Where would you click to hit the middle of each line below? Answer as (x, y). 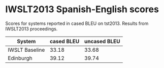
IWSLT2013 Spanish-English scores (82, 9)
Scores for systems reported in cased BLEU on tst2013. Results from (77, 23)
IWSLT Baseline (26, 50)
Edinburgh (20, 58)
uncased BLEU (102, 41)
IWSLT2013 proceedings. (31, 28)
